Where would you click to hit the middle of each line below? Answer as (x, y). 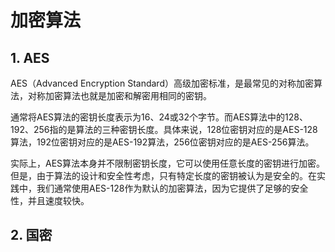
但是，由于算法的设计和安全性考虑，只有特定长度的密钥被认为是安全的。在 (163, 175)
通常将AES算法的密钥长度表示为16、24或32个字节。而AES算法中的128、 (159, 117)
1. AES (30, 57)
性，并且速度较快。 (50, 200)
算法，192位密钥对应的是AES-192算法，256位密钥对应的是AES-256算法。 (162, 142)
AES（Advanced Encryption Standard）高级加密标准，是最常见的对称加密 (162, 83)
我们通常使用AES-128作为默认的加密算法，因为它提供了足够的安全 (172, 188)
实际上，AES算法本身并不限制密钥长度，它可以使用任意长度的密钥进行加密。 (168, 163)
